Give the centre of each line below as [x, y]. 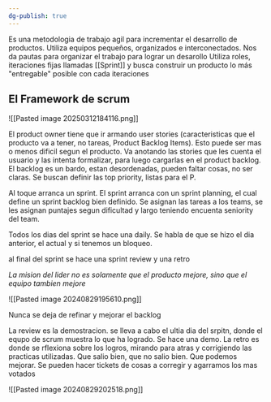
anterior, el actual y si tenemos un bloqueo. [80, 244]
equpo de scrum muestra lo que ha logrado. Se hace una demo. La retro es [134, 339]
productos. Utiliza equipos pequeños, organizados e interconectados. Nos [133, 48]
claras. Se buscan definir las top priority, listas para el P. [102, 177]
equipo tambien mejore [47, 283]
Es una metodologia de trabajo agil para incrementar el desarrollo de [123, 39]
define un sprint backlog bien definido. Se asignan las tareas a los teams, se [136, 202]
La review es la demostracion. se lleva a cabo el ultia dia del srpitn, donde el [135, 331]
